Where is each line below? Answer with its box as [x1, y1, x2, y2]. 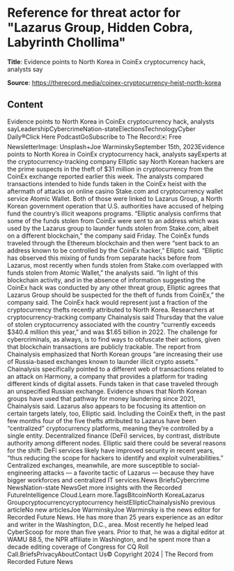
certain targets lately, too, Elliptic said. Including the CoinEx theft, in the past [7, 409, 226, 418]
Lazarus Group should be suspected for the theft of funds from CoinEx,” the [7, 291, 225, 299]
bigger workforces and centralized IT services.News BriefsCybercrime [7, 475, 210, 484]
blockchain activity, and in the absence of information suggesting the [7, 275, 205, 284]
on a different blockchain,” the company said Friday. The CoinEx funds [7, 231, 210, 240]
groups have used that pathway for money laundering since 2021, [7, 394, 196, 402]
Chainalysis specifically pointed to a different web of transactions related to [7, 365, 224, 373]
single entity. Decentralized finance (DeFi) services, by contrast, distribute [7, 431, 221, 440]
